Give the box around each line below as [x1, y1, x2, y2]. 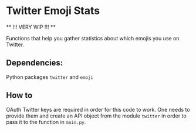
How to [6, 91, 33, 101]
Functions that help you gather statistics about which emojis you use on [6, 35, 180, 42]
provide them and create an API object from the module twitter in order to [6, 112, 187, 119]
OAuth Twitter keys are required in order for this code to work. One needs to [6, 106, 190, 113]
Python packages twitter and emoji [6, 73, 94, 80]
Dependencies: [6, 58, 63, 68]
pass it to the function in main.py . [6, 118, 86, 125]
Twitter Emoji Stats [6, 4, 100, 18]
